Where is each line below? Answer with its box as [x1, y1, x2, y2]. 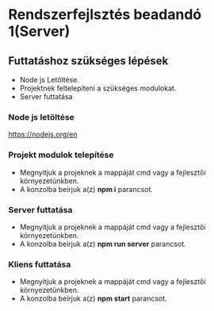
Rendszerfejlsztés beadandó [8, 6, 202, 24]
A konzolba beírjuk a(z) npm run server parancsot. [19, 239, 186, 248]
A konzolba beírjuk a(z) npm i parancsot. [19, 184, 153, 194]
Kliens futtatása [8, 259, 71, 270]
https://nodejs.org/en [8, 129, 78, 140]
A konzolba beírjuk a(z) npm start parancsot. [19, 294, 168, 303]
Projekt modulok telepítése [8, 149, 114, 160]
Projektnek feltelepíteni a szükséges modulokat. [19, 83, 177, 93]
